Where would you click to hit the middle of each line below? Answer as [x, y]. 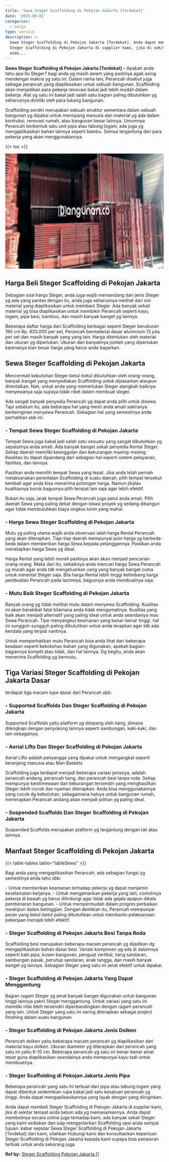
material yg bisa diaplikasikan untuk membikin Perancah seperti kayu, [77, 311]
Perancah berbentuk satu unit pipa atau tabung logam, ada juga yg [74, 126]
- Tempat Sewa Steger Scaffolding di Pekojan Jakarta [72, 430]
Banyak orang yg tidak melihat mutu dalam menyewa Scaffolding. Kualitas [82, 604]
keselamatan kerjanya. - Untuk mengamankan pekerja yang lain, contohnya [83, 893]
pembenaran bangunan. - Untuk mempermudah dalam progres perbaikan [81, 904]
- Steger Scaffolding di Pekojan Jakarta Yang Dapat [69, 978]
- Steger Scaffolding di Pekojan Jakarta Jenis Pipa [68, 1076]
